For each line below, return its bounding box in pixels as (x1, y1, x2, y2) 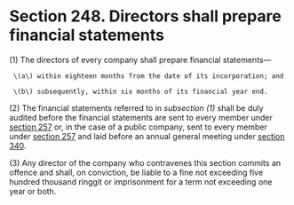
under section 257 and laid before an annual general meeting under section (9, 130, 285, 141)
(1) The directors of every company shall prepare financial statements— (9, 54, 272, 65)
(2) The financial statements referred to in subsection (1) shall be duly (9, 102, 264, 113)
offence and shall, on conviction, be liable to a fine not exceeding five (9, 167, 264, 177)
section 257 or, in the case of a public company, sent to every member (9, 122, 268, 132)
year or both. (9, 185, 57, 196)
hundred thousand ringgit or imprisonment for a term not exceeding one (9, 176, 273, 187)
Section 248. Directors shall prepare (9, 6, 282, 27)
